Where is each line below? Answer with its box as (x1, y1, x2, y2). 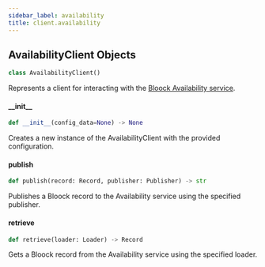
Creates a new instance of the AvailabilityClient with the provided (8, 133, 221, 143)
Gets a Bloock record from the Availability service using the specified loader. (8, 250, 258, 259)
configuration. (8, 141, 54, 151)
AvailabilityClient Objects (8, 48, 136, 62)
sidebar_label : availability (8, 11, 104, 20)
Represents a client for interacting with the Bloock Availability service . (8, 84, 236, 93)
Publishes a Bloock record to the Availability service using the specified (8, 191, 241, 201)
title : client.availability (8, 19, 101, 27)
